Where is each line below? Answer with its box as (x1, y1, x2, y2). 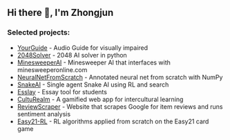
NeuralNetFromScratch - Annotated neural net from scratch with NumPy (17, 73, 223, 81)
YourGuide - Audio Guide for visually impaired (17, 43, 148, 52)
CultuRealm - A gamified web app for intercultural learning (17, 95, 184, 103)
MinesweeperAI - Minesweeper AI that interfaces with (17, 58, 171, 67)
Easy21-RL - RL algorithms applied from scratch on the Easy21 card (17, 117, 209, 125)
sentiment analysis (17, 110, 71, 118)
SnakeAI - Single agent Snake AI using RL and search (17, 80, 169, 89)
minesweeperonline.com (17, 65, 88, 73)
